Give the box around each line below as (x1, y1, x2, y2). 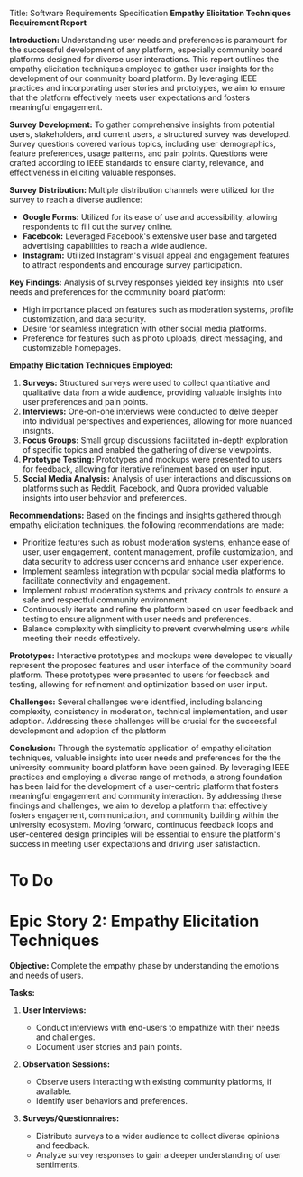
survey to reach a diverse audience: (9, 194, 142, 205)
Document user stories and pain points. (35, 1042, 183, 1053)
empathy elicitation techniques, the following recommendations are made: (9, 520, 285, 530)
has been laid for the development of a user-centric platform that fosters (9, 781, 279, 792)
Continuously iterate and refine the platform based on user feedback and (22, 604, 294, 614)
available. (35, 1086, 72, 1097)
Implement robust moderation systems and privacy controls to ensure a (22, 585, 289, 595)
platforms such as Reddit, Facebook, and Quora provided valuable (22, 483, 269, 493)
